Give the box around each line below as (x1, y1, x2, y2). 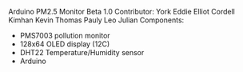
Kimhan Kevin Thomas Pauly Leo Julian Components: (8, 15, 185, 25)
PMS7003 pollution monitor (19, 31, 110, 40)
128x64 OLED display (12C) (19, 39, 110, 49)
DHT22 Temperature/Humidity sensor (19, 48, 145, 57)
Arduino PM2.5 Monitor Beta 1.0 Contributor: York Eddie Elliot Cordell (8, 7, 236, 16)
